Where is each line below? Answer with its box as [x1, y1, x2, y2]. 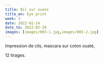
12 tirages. [5, 52, 26, 58]
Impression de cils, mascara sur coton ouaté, [5, 43, 95, 48]
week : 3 [5, 16, 21, 21]
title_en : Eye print [5, 12, 47, 16]
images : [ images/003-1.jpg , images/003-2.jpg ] [5, 30, 99, 34]
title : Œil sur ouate [5, 7, 49, 12]
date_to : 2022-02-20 [5, 25, 47, 30]
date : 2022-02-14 [5, 20, 40, 26]
